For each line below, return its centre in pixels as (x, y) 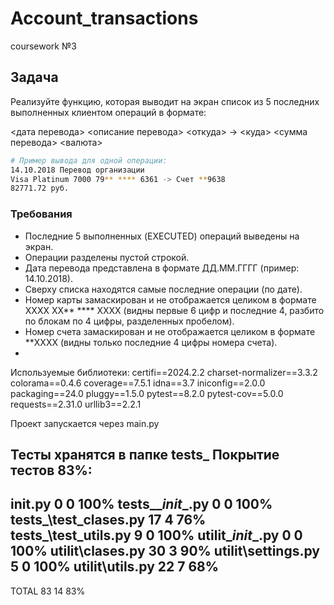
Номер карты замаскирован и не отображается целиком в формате (170, 299)
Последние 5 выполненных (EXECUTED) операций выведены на (162, 236)
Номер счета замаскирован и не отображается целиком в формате (170, 331)
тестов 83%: (51, 470)
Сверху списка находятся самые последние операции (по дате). (163, 289)
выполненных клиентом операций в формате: (108, 112)
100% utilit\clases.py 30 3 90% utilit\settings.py (165, 551)
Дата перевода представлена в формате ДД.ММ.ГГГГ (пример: (162, 268)
